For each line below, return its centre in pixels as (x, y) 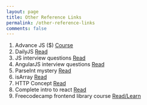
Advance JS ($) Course (44, 45)
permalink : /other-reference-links (51, 23)
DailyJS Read (31, 52)
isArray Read (31, 77)
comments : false (26, 28)
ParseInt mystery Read (43, 71)
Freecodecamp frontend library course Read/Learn (78, 96)
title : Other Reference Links (44, 17)
